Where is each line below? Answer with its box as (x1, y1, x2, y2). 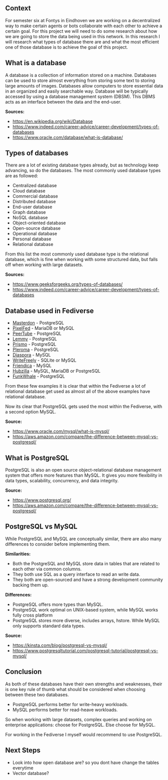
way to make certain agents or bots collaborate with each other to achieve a (5, 23, 162, 29)
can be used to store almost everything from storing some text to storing (5, 77, 155, 83)
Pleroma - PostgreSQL (12, 346, 59, 353)
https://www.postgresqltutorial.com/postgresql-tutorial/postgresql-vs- (12, 647, 158, 653)
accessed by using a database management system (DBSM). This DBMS (5, 93, 155, 100)
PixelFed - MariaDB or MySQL (12, 325, 74, 331)
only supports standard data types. (12, 623, 85, 629)
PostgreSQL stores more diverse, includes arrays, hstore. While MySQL (12, 617, 160, 623)
